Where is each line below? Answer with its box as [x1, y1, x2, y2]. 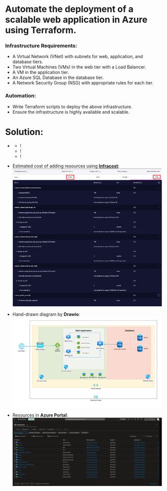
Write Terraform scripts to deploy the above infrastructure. [12, 103, 133, 110]
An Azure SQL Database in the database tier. [12, 74, 104, 80]
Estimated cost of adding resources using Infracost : [12, 163, 120, 169]
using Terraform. [5, 25, 77, 36]
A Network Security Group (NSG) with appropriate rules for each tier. [12, 80, 154, 86]
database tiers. [12, 59, 43, 65]
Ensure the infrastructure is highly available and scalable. [12, 109, 130, 115]
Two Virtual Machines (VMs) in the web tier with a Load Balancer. [12, 64, 147, 70]
